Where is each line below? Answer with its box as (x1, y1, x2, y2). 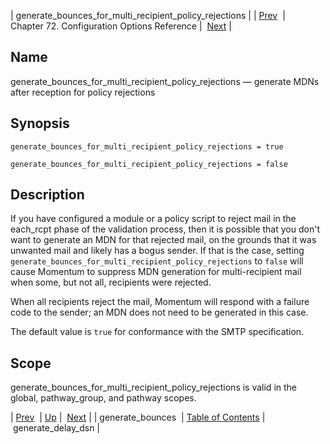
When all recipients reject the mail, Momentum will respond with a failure (10, 296, 310, 308)
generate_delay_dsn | (12, 422, 100, 434)
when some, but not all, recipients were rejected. (10, 276, 212, 289)
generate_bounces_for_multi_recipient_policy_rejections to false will (10, 255, 304, 267)
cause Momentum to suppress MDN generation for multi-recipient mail (10, 266, 302, 278)
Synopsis (10, 115, 70, 132)
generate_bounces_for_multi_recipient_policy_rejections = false (10, 159, 288, 169)
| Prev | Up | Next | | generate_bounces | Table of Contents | (10, 411, 266, 424)
